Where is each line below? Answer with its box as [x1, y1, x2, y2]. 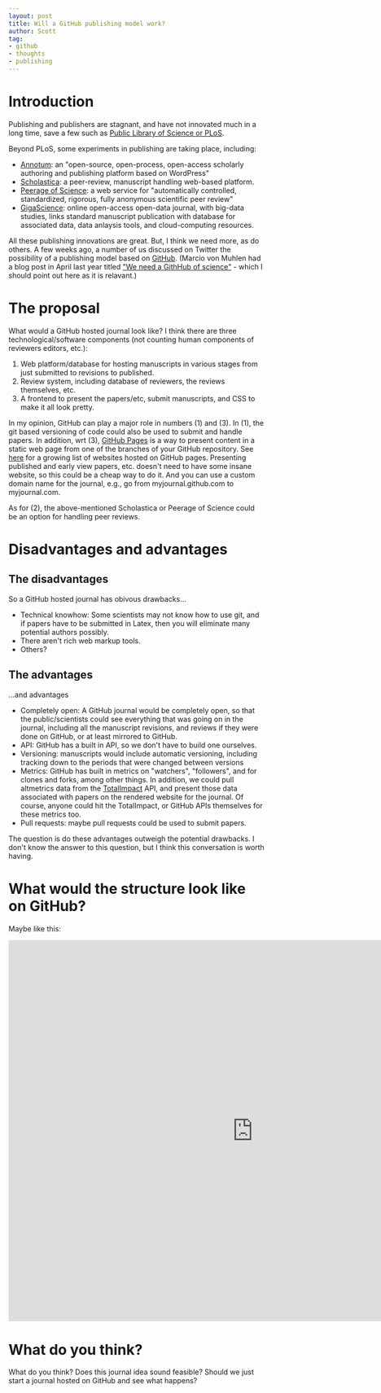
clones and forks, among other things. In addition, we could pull [20, 774, 234, 784]
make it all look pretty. [20, 402, 95, 412]
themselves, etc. [20, 384, 76, 395]
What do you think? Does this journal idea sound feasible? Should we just [8, 1367, 255, 1377]
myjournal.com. [8, 487, 61, 497]
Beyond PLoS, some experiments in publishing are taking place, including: [8, 143, 256, 153]
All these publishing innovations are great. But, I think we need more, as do [8, 235, 260, 245]
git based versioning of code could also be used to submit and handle [8, 427, 243, 436]
